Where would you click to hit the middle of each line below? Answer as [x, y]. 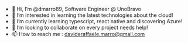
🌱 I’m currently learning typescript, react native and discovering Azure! [97, 21]
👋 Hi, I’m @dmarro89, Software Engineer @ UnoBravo [76, 9]
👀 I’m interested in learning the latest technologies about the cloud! [93, 15]
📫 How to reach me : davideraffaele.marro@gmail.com [78, 34]
